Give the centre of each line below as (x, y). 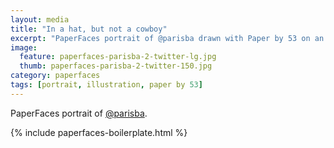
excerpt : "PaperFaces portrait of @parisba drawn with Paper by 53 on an (167, 38)
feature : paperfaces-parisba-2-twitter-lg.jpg (118, 57)
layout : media (40, 19)
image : (24, 47)
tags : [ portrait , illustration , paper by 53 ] (106, 85)
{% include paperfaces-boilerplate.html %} (99, 132)
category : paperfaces (55, 76)
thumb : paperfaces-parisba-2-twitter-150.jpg (116, 66)
